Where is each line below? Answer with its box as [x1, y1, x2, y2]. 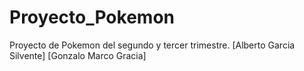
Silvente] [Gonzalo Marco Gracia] [9, 49, 147, 61]
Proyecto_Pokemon [9, 6, 175, 29]
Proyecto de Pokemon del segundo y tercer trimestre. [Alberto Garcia [9, 39, 296, 51]
